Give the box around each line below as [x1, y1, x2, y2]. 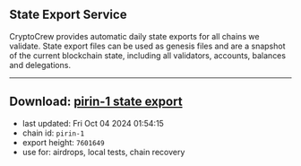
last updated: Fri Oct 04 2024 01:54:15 [21, 118, 164, 128]
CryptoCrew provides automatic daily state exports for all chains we [9, 31, 260, 41]
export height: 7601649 [21, 136, 105, 147]
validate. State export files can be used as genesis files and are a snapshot [9, 40, 286, 51]
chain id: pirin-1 [21, 127, 85, 138]
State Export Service [9, 7, 127, 22]
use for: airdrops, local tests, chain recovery [21, 146, 185, 157]
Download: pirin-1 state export [9, 94, 183, 109]
